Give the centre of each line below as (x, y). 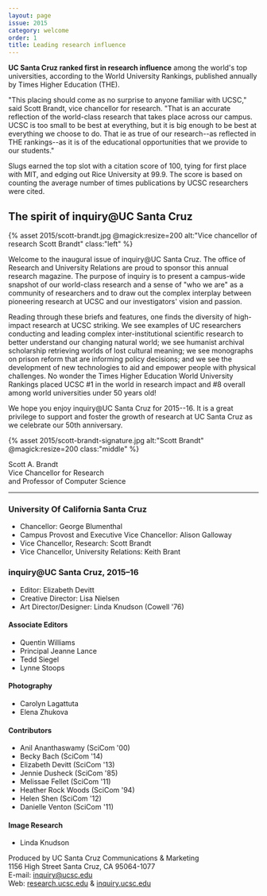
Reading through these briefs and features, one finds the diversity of (120, 317)
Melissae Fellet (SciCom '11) (65, 782)
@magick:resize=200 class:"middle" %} (74, 449)
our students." (31, 151)
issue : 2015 (28, 23)
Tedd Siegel (39, 659)
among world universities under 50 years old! (82, 392)
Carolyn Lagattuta (49, 703)
